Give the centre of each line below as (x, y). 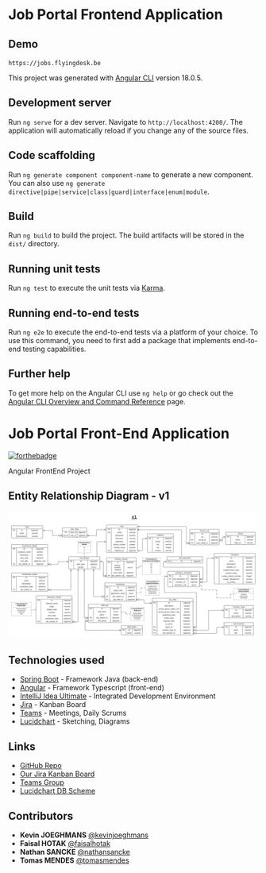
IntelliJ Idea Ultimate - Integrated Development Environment (118, 696)
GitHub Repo (40, 766)
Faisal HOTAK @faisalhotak (65, 843)
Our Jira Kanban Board (57, 774)
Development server (60, 103)
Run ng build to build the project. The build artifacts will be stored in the (126, 235)
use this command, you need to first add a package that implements (120, 341)
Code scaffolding (52, 155)
